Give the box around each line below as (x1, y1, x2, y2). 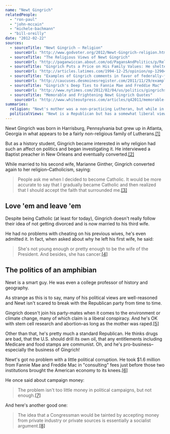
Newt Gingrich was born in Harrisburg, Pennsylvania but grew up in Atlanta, (5, 125, 163, 131)
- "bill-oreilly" (10, 31, 47, 36)
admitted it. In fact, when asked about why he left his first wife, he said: (5, 236, 154, 242)
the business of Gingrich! (27, 346, 80, 353)
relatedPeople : (5, 12, 37, 17)
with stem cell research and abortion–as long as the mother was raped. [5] (5, 320, 159, 326)
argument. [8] (17, 422, 46, 429)
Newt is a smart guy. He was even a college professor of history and (5, 279, 148, 285)
